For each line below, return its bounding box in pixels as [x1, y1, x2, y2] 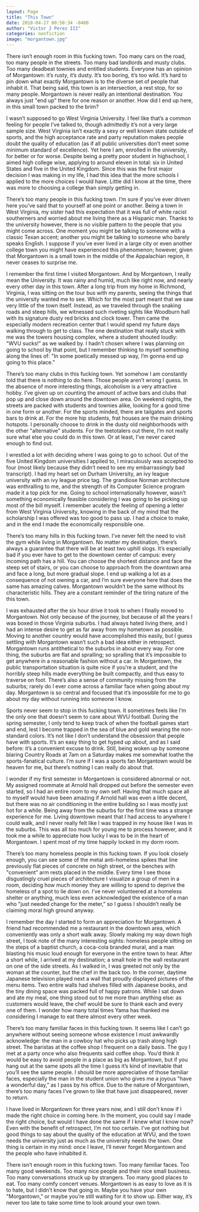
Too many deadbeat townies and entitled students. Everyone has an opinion [6, 65, 192, 72]
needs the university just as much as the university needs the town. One [6, 1137, 183, 1144]
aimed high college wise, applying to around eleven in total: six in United [6, 159, 183, 166]
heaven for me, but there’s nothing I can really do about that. [6, 764, 154, 770]
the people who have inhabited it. [6, 1150, 88, 1157]
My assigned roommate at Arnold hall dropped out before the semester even [6, 782, 194, 788]
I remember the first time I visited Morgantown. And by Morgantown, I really [6, 270, 191, 277]
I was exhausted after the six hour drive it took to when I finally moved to [6, 607, 184, 614]
